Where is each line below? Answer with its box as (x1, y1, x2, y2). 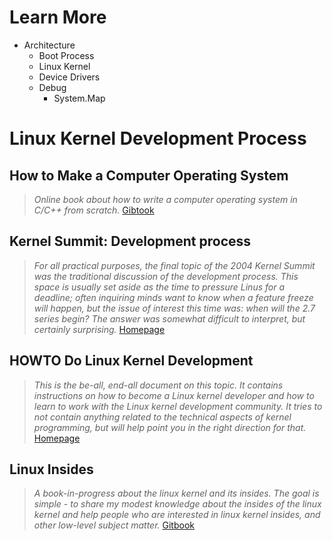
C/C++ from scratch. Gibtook (33, 204, 155, 216)
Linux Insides (9, 461, 94, 478)
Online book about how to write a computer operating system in (33, 193, 298, 205)
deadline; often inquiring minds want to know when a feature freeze (33, 291, 314, 303)
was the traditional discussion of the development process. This (33, 270, 299, 282)
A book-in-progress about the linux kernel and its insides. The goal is (33, 487, 320, 500)
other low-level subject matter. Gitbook (33, 519, 195, 531)
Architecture (23, 39, 76, 51)
